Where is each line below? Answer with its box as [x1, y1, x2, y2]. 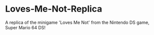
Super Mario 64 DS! [5, 24, 46, 30]
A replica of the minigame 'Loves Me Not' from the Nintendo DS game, [5, 19, 150, 25]
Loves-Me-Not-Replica [5, 3, 103, 15]
